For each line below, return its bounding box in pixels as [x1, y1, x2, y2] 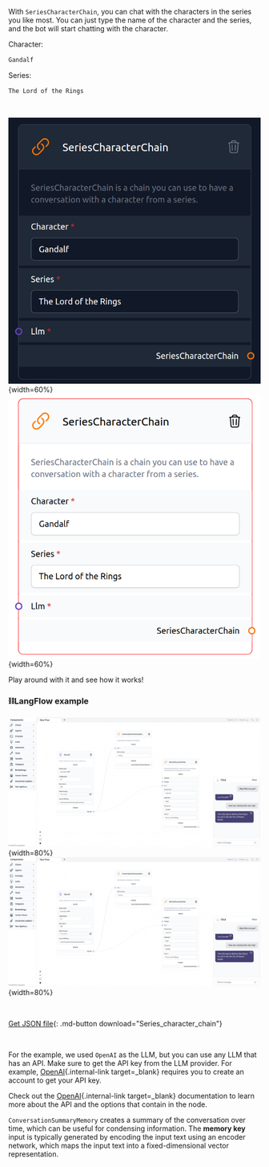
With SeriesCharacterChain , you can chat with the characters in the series [8, 7, 252, 16]
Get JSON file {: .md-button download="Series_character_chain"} [8, 1019, 223, 1029]
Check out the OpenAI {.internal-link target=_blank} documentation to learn [8, 1092, 255, 1101]
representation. [8, 1149, 58, 1159]
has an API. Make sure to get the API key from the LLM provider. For [8, 1059, 232, 1068]
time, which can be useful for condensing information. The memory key [8, 1124, 246, 1133]
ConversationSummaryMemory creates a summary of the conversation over [8, 1116, 247, 1125]
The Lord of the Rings [8, 87, 84, 95]
